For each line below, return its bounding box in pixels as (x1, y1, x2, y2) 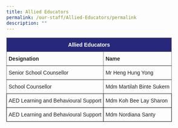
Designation (8, 56, 39, 62)
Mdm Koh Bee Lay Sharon (105, 97, 168, 104)
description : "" (6, 20, 47, 26)
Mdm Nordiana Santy (105, 111, 156, 118)
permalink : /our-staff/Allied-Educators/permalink (6, 14, 137, 21)
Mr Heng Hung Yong (105, 69, 154, 76)
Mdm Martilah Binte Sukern (105, 83, 170, 91)
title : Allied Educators (6, 8, 69, 15)
